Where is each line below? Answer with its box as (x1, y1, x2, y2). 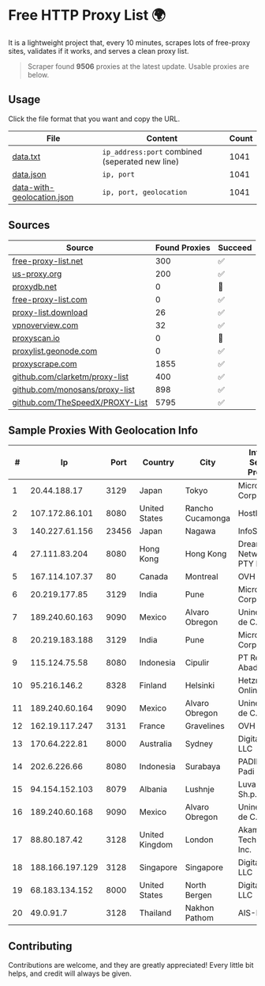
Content (146, 132, 178, 143)
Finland (139, 680, 167, 691)
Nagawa (185, 525, 216, 537)
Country (142, 457, 175, 468)
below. (27, 70, 50, 79)
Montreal (185, 571, 218, 582)
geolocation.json (12, 192, 74, 203)
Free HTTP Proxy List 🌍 (8, 6, 166, 25)
